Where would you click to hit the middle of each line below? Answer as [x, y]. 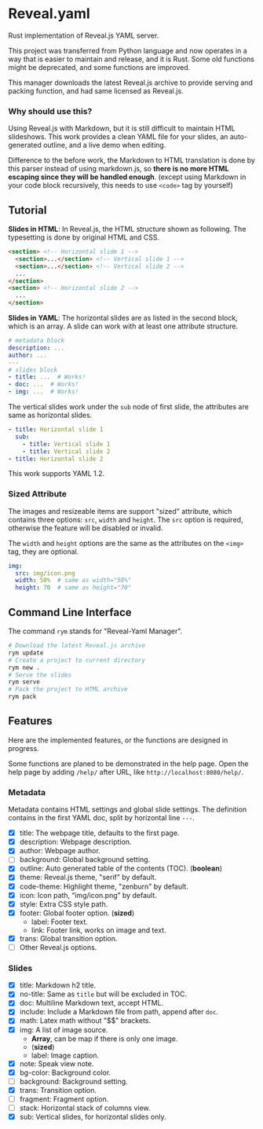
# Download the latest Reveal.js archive [77, 646]
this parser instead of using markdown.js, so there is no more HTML [119, 169]
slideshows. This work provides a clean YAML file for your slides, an [118, 137]
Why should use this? [50, 111]
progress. [24, 748]
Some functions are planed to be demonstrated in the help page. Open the [128, 764]
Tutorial [27, 210]
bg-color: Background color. [65, 1072]
